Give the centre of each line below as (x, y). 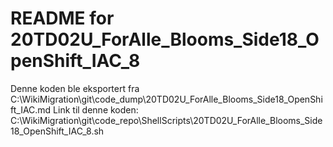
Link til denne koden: (96, 109)
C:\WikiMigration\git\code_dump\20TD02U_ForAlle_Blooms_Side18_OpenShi (166, 99)
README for (62, 18)
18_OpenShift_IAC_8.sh (57, 131)
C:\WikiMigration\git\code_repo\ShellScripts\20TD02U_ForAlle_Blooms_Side (166, 120)
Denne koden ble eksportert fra (75, 88)
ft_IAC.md (31, 109)
